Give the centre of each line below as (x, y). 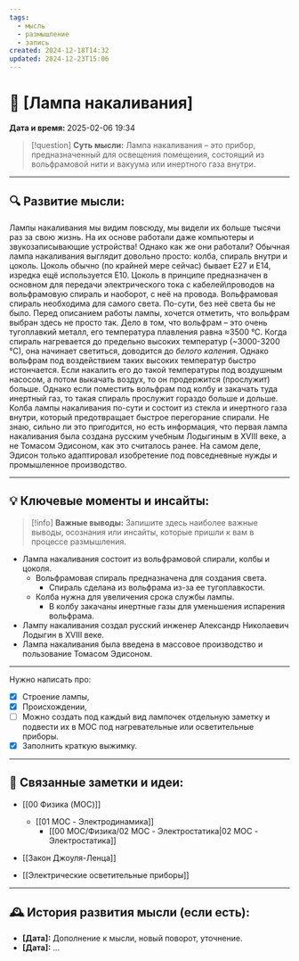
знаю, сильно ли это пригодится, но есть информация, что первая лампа (148, 427)
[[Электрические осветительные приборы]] (105, 874)
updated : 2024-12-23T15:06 (59, 59)
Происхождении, (54, 707)
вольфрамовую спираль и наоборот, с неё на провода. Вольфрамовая (144, 294)
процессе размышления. (79, 542)
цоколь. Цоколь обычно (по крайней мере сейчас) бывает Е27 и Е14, (140, 265)
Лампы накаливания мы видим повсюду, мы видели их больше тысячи (145, 228)
